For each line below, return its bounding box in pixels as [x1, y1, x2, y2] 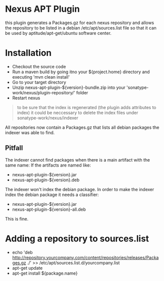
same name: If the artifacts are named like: [5, 162, 92, 168]
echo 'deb [12, 249, 33, 255]
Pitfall [5, 144, 23, 152]
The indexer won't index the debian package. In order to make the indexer [5, 186, 154, 192]
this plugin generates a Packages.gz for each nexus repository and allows [5, 20, 154, 26]
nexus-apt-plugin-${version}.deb [12, 177, 80, 183]
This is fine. [5, 216, 28, 222]
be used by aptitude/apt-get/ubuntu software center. [5, 30, 112, 36]
